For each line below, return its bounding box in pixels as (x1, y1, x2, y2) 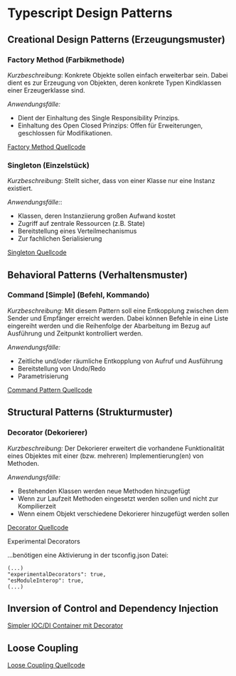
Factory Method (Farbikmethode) (7, 55, 125, 65)
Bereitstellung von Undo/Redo (17, 364, 106, 373)
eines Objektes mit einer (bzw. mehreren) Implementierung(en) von (7, 451, 204, 460)
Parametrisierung (17, 372, 69, 380)
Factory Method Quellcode (7, 142, 86, 151)
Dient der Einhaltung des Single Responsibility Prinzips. (17, 113, 180, 122)
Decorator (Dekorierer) (7, 427, 88, 437)
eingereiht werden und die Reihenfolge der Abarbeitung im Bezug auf (7, 321, 211, 330)
